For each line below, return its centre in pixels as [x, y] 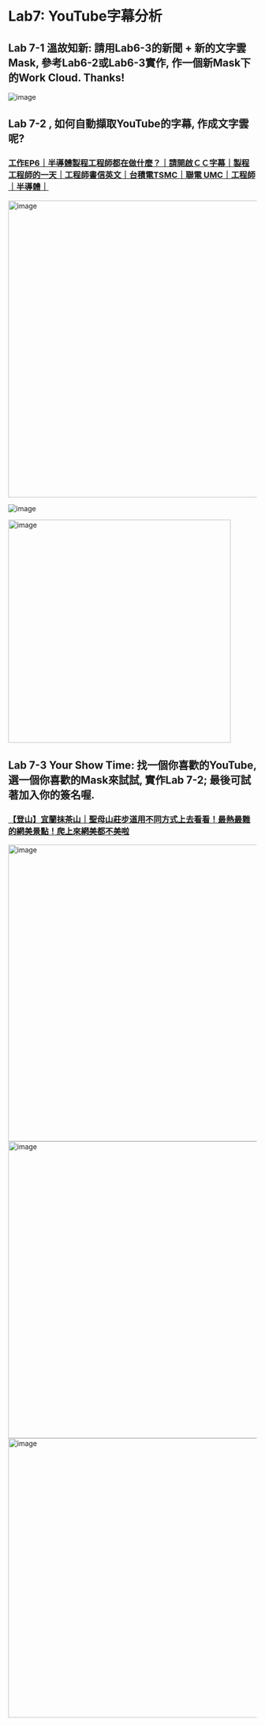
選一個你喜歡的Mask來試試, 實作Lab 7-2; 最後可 [125, 780]
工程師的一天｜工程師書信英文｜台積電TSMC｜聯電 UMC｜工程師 [132, 175]
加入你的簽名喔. [57, 795]
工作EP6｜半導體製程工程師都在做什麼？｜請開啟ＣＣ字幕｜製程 [129, 163]
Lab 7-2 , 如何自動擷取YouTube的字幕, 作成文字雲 [129, 124]
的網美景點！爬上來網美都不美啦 [69, 831]
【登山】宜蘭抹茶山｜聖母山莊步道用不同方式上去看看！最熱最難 [129, 819]
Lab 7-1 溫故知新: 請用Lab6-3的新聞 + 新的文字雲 [127, 48]
